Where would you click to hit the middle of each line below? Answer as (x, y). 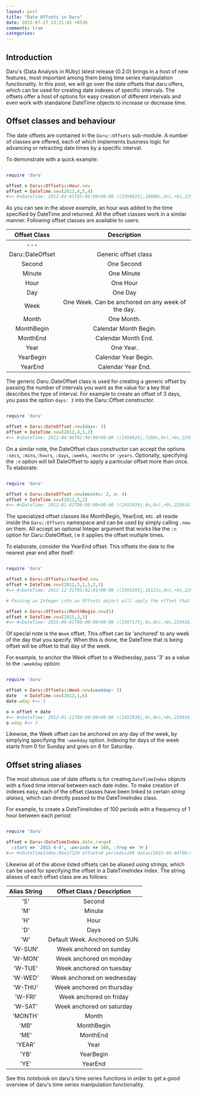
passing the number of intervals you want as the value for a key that (88, 388)
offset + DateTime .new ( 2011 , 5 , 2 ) (47, 500)
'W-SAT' (26, 1006)
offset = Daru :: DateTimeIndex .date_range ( (59, 842)
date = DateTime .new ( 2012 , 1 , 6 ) (47, 696)
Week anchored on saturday (94, 1006)
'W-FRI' (26, 996)
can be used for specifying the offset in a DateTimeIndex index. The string (96, 870)
